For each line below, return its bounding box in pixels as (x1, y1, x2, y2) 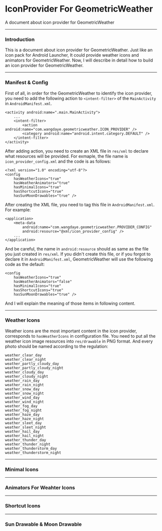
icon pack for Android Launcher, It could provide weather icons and (5, 52, 139, 58)
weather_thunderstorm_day (5, 446, 57, 451)
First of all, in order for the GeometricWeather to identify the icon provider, (5, 90, 153, 96)
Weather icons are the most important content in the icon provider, (5, 328, 137, 334)
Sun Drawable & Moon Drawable (5, 521, 82, 528)
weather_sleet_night (5, 425, 47, 430)
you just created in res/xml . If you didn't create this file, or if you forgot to (5, 251, 151, 257)
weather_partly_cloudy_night (5, 365, 64, 370)
